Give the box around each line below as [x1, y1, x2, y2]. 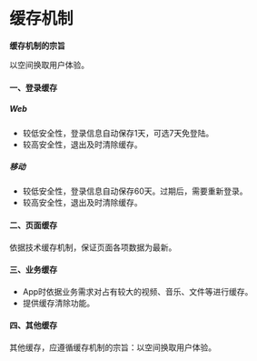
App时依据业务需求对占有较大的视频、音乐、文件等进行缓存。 [22, 286, 253, 296]
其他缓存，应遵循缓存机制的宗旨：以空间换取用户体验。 [9, 342, 216, 353]
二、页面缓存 [9, 220, 57, 231]
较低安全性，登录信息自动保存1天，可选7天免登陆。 [22, 127, 214, 138]
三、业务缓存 [9, 265, 57, 276]
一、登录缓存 [9, 82, 57, 93]
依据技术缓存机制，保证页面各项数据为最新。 [9, 242, 177, 253]
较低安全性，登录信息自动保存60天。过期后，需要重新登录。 [22, 186, 248, 196]
